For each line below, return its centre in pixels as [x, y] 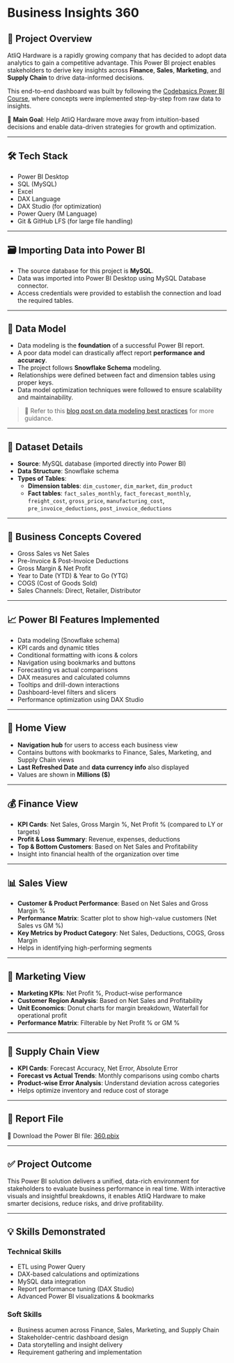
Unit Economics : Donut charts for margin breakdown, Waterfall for [113, 1008]
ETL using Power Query [51, 1267]
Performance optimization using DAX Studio [80, 699]
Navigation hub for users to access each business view [97, 745]
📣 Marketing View [46, 976]
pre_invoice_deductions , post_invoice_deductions [100, 508]
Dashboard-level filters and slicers [67, 692]
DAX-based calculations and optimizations [78, 1274]
